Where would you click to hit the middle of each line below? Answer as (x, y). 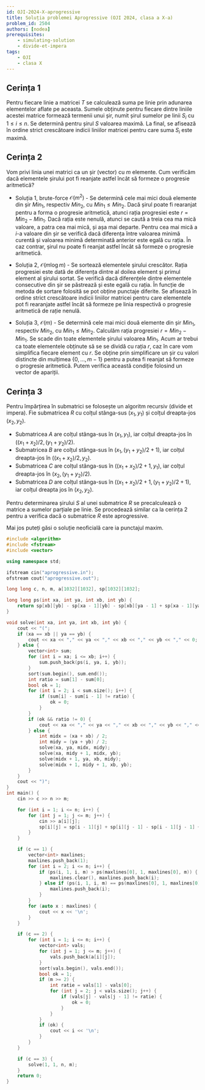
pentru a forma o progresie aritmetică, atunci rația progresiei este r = (102, 213)
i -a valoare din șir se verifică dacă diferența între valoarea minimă (98, 234)
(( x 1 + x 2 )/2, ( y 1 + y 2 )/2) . (45, 443)
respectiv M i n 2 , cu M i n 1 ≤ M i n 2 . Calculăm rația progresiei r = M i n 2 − (101, 331)
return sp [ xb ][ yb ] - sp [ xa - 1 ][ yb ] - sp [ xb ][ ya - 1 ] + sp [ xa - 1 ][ (106, 606)
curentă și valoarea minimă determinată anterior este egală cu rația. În (103, 240)
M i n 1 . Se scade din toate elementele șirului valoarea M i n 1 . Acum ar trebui (106, 339)
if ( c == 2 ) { (35, 934)
